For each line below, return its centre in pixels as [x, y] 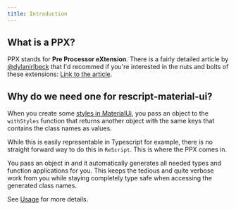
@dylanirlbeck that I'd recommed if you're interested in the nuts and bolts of [118, 67]
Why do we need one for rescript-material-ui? [110, 96]
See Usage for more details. [48, 199]
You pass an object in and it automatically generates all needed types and [114, 163]
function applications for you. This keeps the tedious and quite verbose [111, 171]
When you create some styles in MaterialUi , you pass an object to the [108, 113]
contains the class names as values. [60, 128]
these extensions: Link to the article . [60, 74]
